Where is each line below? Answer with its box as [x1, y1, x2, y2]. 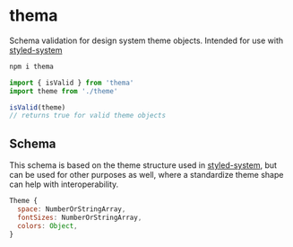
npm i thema [9, 62, 54, 71]
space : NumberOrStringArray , [17, 205, 126, 214]
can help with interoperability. [9, 179, 119, 190]
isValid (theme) [9, 102, 66, 112]
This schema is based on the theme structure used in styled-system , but [9, 160, 278, 171]
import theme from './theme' [9, 86, 118, 95]
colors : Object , [17, 221, 78, 230]
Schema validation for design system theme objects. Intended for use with [9, 35, 284, 46]
